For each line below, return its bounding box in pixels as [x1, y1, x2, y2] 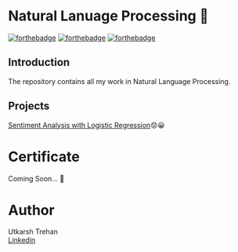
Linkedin [8, 236, 36, 245]
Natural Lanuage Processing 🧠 [8, 7, 209, 25]
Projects [8, 100, 50, 113]
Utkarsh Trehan [8, 227, 59, 236]
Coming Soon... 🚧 [8, 173, 65, 183]
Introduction [8, 56, 70, 69]
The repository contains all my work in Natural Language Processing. [8, 76, 231, 86]
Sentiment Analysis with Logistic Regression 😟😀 [8, 120, 165, 130]
